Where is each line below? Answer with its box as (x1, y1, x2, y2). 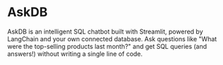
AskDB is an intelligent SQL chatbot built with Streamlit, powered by (7, 27, 203, 36)
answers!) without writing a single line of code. (7, 50, 143, 58)
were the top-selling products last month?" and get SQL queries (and (7, 42, 208, 50)
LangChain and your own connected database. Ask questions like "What (7, 34, 217, 43)
